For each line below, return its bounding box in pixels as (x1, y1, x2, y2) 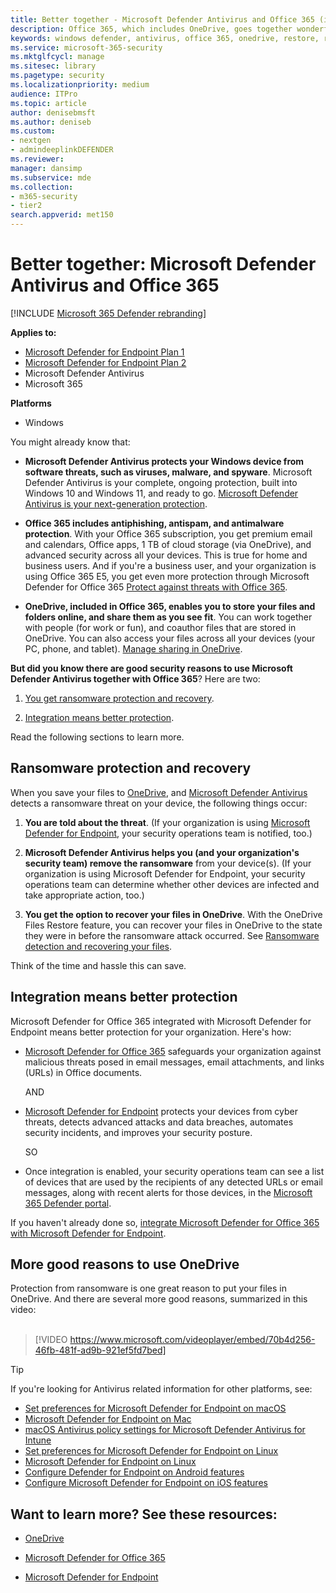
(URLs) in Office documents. (24, 1066, 143, 1078)
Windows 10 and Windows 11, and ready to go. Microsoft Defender (24, 487, 299, 499)
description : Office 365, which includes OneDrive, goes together (10, 24, 293, 34)
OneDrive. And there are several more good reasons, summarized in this (10, 1293, 308, 1305)
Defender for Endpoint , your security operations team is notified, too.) (24, 827, 313, 839)
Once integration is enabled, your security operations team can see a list (24, 1165, 325, 1177)
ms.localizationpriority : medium (10, 80, 150, 90)
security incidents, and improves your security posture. (24, 1126, 253, 1138)
